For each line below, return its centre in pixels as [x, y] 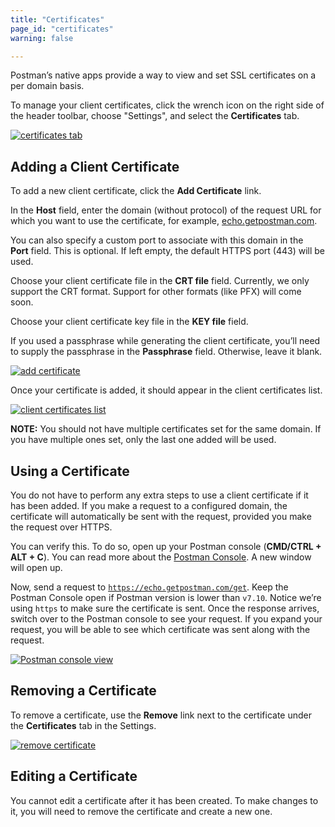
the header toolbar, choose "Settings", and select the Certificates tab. [155, 116]
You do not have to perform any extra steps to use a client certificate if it [159, 495]
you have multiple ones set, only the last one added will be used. [143, 440]
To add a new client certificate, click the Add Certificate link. [136, 191]
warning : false [42, 38]
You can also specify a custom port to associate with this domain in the [157, 240]
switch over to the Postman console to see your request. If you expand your [166, 619]
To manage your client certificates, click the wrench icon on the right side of [167, 105]
